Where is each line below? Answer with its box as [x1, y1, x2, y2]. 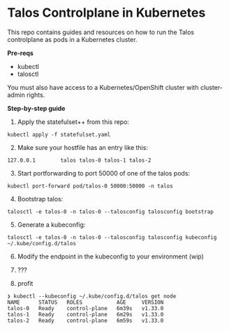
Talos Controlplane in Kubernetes [7, 5, 206, 21]
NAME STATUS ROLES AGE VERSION [7, 298, 164, 306]
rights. [27, 91, 45, 99]
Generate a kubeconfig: [17, 220, 86, 229]
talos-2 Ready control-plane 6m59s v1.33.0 [7, 317, 164, 324]
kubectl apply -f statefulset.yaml [7, 131, 111, 138]
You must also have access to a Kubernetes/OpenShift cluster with [7, 83, 199, 91]
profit [17, 279, 34, 287]
